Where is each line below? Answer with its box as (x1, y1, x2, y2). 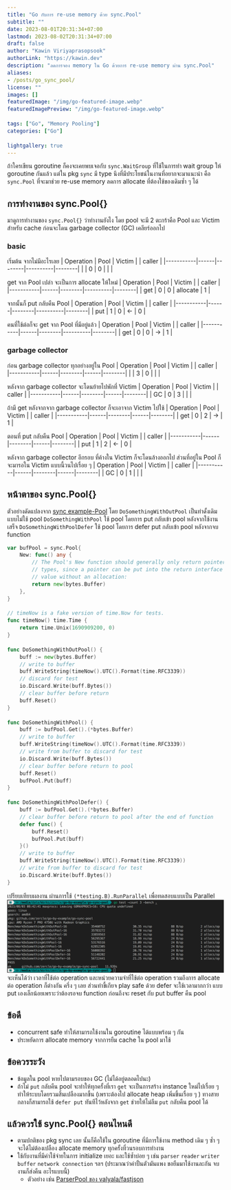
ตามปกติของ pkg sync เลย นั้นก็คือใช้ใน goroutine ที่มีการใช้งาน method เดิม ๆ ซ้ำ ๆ (16, 1136, 220, 1144)
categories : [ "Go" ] (7, 128, 63, 135)
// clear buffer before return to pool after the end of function (19, 813, 214, 820)
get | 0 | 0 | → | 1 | (122, 328, 173, 337)
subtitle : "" (7, 18, 45, 26)
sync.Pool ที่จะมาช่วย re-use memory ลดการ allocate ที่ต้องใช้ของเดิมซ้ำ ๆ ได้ (7, 177, 199, 186)
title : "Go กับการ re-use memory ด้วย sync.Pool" (7, 11, 142, 18)
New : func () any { (19, 552, 72, 559)
